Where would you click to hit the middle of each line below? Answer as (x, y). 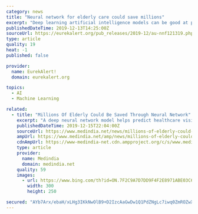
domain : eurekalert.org (40, 77)
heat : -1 (17, 50)
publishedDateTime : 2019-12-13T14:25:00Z (58, 28)
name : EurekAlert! (34, 71)
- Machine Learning (35, 99)
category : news (25, 11)
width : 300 (41, 186)
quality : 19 (21, 45)
